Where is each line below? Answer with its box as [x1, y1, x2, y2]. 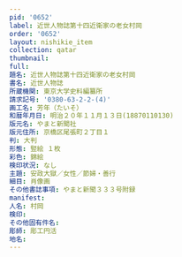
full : [9, 63, 29, 72]
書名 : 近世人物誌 [9, 79, 64, 87]
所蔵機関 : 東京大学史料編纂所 [9, 87, 103, 95]
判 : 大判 [9, 136, 38, 145]
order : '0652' [9, 29, 62, 38]
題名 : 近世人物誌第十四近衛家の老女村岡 [9, 71, 136, 79]
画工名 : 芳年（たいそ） [9, 103, 84, 112]
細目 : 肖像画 [9, 178, 50, 186]
